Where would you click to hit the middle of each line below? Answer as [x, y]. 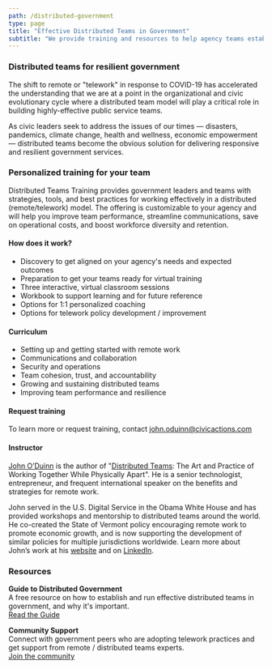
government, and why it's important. [69, 606]
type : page [27, 23]
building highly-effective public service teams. [86, 110]
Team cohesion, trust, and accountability [88, 375]
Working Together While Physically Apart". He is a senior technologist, [125, 474]
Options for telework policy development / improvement [113, 313]
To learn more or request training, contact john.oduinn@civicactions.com [130, 429]
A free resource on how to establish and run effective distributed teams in [132, 597]
